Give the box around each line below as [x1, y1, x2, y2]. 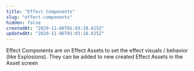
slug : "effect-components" [6, 14, 73, 20]
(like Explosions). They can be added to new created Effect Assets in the [6, 53, 183, 60]
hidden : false [6, 20, 41, 25]
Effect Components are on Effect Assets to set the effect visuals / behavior [6, 47, 188, 54]
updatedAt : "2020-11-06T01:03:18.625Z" [6, 31, 105, 37]
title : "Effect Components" [6, 8, 76, 15]
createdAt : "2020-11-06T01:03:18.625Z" [6, 25, 105, 31]
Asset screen [6, 60, 38, 67]
